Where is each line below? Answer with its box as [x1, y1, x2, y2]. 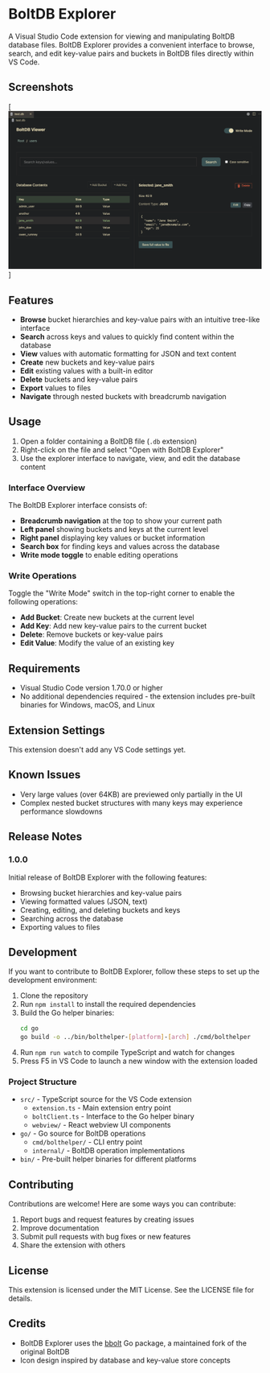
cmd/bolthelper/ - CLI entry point [31, 1137, 143, 1147]
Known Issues [8, 768, 81, 781]
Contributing [8, 1177, 74, 1191]
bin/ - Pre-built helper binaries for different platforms [19, 1154, 197, 1164]
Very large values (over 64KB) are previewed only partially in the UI [19, 790, 243, 799]
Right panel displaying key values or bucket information [19, 533, 206, 543]
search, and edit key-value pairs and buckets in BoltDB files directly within [8, 48, 255, 58]
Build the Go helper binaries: [19, 1008, 115, 1018]
